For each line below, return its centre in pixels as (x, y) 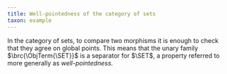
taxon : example (30, 20)
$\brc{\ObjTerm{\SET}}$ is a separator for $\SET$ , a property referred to (114, 55)
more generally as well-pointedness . (60, 63)
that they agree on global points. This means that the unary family (103, 48)
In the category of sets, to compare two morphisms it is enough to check (113, 40)
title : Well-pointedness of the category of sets (82, 14)
